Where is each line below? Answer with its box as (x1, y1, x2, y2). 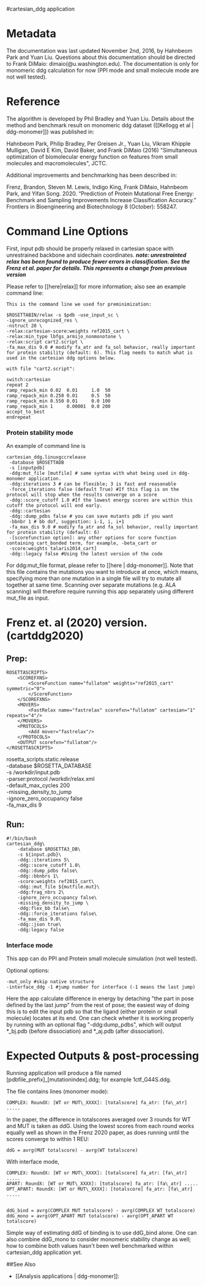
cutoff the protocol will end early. (6, 503, 103, 509)
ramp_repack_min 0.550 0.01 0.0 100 (6, 398, 111, 404)
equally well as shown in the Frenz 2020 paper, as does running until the (6, 1129, 189, 1136)
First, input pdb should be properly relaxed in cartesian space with (6, 245, 174, 252)
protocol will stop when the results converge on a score (6, 492, 157, 498)
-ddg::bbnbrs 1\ (17, 872, 59, 879)
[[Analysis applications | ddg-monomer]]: (15, 1272, 120, 1280)
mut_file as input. (6, 594, 50, 602)
